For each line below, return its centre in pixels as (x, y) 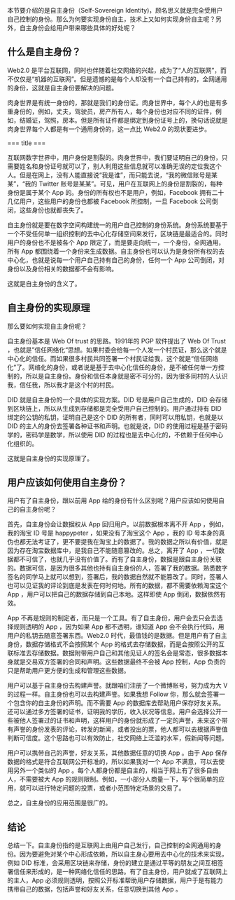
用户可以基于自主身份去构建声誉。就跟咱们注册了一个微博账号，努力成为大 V (117, 686)
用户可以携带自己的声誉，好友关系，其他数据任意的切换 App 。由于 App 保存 (117, 753)
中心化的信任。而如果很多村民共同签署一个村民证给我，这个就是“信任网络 (113, 358)
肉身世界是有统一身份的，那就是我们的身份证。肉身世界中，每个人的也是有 (114, 102)
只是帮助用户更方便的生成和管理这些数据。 (69, 671)
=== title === (27, 143)
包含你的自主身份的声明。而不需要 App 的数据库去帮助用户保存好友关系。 (119, 703)
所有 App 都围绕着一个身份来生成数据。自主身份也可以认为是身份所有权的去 (116, 251)
